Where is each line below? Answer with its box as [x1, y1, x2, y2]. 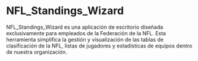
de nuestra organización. [6, 48, 67, 55]
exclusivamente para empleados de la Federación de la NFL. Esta [6, 29, 166, 36]
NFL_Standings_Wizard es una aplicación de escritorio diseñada [6, 23, 164, 30]
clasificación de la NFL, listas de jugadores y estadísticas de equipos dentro [6, 42, 193, 49]
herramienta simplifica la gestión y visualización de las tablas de [6, 36, 164, 43]
